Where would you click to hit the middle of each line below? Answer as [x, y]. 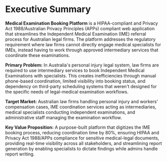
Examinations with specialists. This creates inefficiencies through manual [81, 75]
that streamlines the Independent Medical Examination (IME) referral [76, 34]
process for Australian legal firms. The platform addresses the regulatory [80, 39]
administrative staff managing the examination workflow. [63, 117]
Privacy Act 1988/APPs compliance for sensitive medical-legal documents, [82, 138]
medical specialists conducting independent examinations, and [70, 112]
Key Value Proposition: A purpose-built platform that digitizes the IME [78, 127]
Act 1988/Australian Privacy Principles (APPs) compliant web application [80, 28]
